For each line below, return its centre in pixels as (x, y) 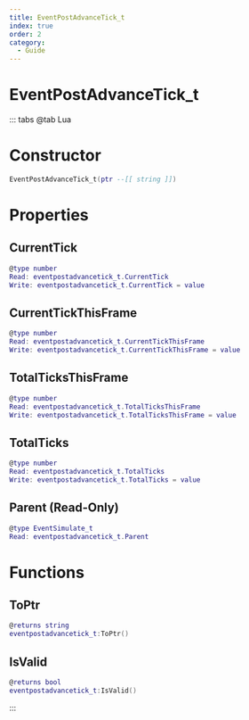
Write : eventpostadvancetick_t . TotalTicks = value (105, 480)
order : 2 (25, 34)
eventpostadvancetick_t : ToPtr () (69, 634)
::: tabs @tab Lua (40, 120)
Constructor (56, 156)
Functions (47, 572)
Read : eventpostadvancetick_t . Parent (79, 536)
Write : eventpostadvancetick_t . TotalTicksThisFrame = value (123, 415)
